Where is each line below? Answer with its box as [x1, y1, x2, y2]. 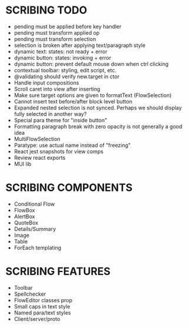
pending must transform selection [14, 35, 96, 42]
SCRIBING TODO [5, 4, 88, 17]
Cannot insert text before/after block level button [14, 98, 133, 105]
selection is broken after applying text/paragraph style [14, 42, 146, 49]
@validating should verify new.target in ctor [14, 73, 120, 80]
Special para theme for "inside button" [14, 116, 108, 123]
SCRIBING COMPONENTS [5, 181, 133, 195]
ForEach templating [14, 244, 62, 251]
